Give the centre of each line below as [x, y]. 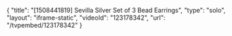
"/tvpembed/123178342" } [44, 25]
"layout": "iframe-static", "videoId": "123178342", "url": [86, 18]
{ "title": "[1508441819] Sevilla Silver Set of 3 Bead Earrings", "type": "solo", [116, 10]
